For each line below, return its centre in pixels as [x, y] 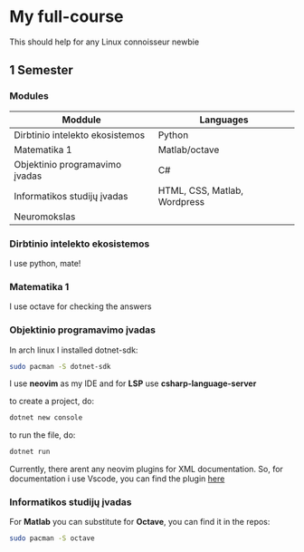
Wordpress [181, 201]
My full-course [66, 17]
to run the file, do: [43, 435]
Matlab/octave [189, 150]
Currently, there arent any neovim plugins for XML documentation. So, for [146, 470]
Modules [29, 96]
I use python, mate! [45, 263]
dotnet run [30, 452]
